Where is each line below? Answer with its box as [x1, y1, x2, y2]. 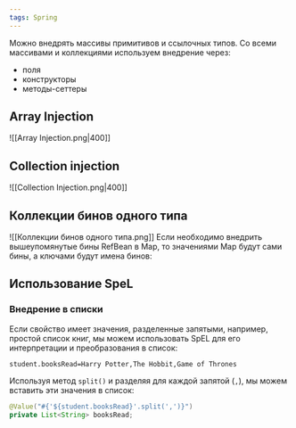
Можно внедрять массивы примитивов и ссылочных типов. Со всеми [9, 37, 276, 48]
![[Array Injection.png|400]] [9, 133, 111, 144]
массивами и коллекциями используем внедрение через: [9, 46, 231, 58]
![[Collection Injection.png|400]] [9, 182, 127, 193]
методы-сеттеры [21, 83, 87, 94]
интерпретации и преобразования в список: [9, 342, 178, 353]
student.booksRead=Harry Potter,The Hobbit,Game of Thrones [9, 359, 238, 368]
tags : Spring [9, 12, 58, 22]
